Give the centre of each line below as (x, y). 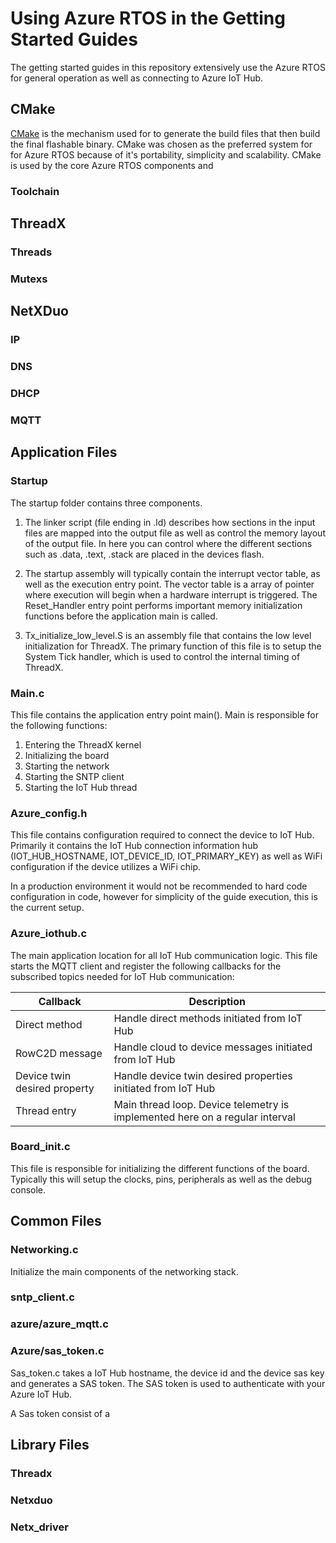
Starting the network (67, 766)
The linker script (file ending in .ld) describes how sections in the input (170, 522)
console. (28, 1189)
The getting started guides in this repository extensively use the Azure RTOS (168, 67)
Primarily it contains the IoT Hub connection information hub (134, 846)
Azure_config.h (49, 813)
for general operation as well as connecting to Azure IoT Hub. (137, 78)
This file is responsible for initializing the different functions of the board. (160, 1168)
